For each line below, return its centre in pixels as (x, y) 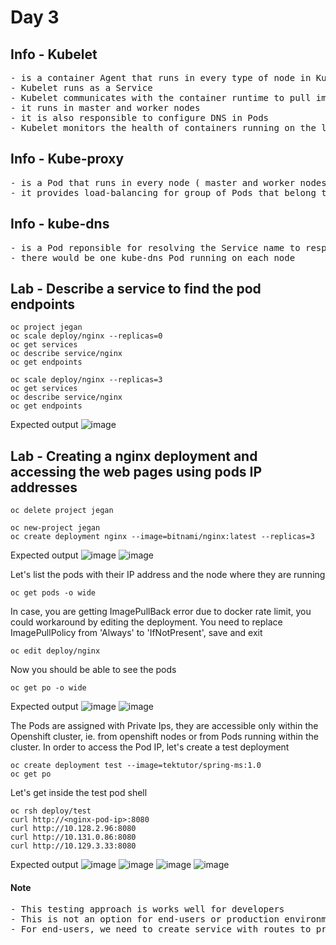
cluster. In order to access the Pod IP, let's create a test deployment (150, 747)
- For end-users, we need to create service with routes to (161, 929)
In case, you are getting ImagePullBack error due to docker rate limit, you (161, 612)
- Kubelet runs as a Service (81, 87)
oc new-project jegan (55, 528)
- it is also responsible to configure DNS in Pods (140, 117)
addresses (44, 487)
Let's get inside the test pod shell (79, 793)
